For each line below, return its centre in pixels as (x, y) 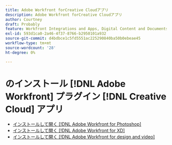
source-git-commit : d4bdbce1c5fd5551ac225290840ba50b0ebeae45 (73, 39)
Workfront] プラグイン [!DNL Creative (86, 96)
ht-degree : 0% (20, 52)
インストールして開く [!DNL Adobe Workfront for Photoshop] (77, 124)
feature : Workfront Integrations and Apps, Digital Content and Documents (87, 29)
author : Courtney (24, 19)
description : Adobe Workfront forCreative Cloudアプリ (64, 15)
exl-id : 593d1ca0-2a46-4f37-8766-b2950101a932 (56, 34)
